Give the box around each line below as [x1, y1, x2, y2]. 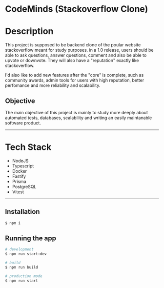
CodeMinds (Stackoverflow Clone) [5, 3, 148, 15]
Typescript [12, 163, 34, 169]
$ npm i [5, 221, 21, 226]
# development [5, 247, 34, 252]
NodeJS [12, 158, 29, 164]
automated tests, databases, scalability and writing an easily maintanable [5, 115, 152, 121]
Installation [5, 207, 40, 216]
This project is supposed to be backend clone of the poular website [5, 42, 141, 48]
